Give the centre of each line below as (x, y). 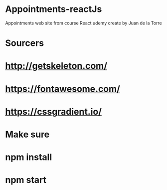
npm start (26, 180)
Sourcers (24, 43)
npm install (29, 157)
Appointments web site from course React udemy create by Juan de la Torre (83, 23)
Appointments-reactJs (54, 9)
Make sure (27, 134)
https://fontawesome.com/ (63, 89)
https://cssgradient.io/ (54, 111)
